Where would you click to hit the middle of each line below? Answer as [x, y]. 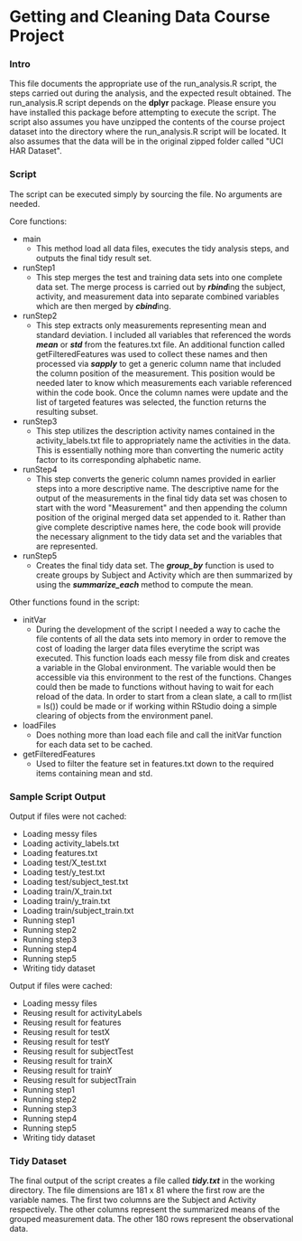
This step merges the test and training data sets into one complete [159, 277]
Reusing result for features [72, 1022]
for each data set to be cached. [94, 744]
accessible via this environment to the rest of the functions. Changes [164, 677]
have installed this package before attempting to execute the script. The [143, 113]
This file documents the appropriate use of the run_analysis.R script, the [143, 84]
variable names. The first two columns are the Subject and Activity [133, 1200]
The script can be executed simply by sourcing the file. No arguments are [146, 194]
